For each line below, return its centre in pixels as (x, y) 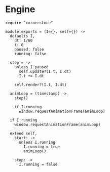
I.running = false (38, 164)
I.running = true (42, 147)
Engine (20, 9)
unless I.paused (32, 67)
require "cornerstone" (29, 23)
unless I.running (37, 142)
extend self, (24, 133)
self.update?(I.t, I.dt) (45, 71)
